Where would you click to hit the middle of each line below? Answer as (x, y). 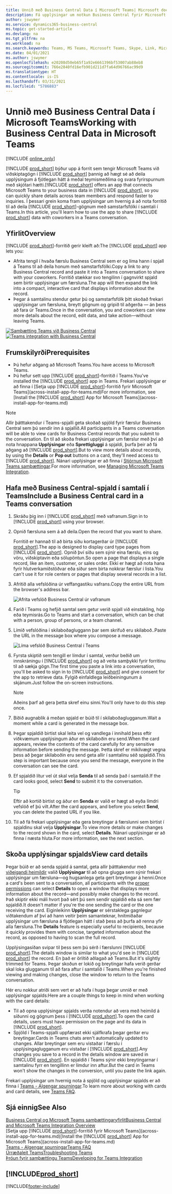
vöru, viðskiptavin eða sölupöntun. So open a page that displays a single (89, 558)
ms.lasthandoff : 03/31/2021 (36, 81)
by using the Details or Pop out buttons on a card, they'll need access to (82, 455)
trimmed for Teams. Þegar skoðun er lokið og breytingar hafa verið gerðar (83, 963)
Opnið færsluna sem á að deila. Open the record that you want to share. (88, 531)
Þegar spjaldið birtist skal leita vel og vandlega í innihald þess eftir (82, 733)
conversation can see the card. (46, 766)
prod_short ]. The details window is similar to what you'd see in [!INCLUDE (83, 953)
